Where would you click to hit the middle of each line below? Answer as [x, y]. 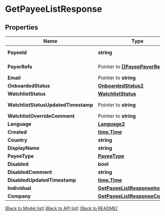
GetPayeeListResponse [54, 9]
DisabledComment [30, 172]
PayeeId [17, 53]
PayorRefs [20, 67]
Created [17, 132]
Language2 [111, 124]
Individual [19, 188]
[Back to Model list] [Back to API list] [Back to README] [61, 208]
